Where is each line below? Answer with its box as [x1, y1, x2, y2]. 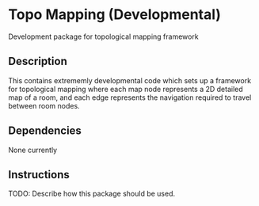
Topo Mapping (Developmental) [8, 6, 222, 24]
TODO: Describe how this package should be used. [8, 189, 176, 199]
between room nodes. [8, 101, 81, 110]
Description [8, 55, 67, 68]
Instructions [8, 168, 70, 181]
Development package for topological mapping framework [8, 32, 200, 41]
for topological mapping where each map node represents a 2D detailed [8, 84, 243, 93]
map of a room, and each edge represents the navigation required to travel [8, 93, 252, 102]
